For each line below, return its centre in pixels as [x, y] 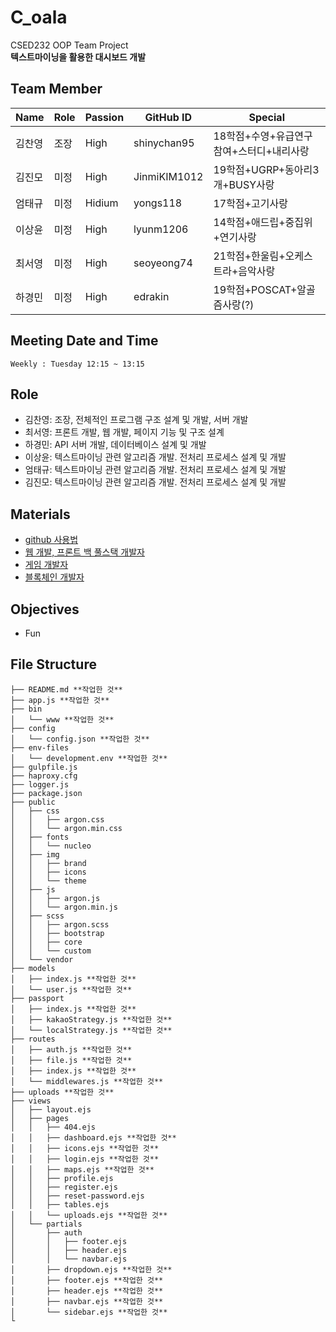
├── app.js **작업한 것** [60, 700]
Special [266, 117]
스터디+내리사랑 [274, 151]
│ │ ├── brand [48, 863]
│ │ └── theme [48, 881]
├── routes [33, 1039]
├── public [33, 802]
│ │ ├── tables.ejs [60, 1204]
